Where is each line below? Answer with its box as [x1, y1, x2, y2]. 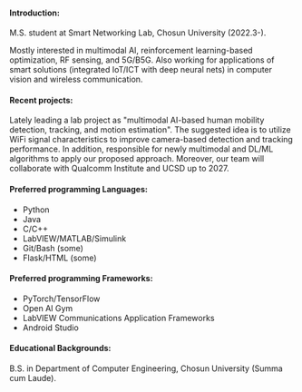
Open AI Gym [22, 302, 73, 313]
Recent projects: [9, 94, 73, 105]
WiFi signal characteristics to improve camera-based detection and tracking [9, 134, 293, 145]
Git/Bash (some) [22, 242, 84, 253]
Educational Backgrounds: [9, 343, 112, 354]
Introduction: [9, 7, 61, 18]
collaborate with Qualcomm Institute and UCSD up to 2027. [9, 163, 229, 174]
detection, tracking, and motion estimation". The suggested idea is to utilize [9, 124, 292, 135]
